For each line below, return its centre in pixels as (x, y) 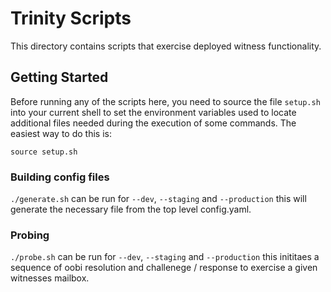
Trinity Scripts (71, 18)
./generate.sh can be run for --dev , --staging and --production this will (158, 199)
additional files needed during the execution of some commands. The (153, 123)
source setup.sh (44, 152)
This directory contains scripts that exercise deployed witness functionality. (166, 46)
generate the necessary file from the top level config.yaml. (131, 209)
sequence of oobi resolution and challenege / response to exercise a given (164, 268)
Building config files (60, 177)
